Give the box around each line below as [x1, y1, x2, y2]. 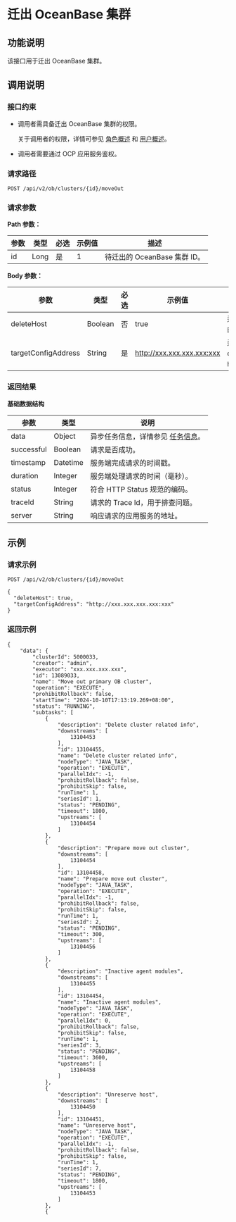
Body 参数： [7, 272, 44, 280]
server [11, 510, 33, 520]
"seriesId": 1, [57, 795, 102, 802]
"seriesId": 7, [57, 1165, 102, 1172]
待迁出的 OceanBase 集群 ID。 [104, 252, 205, 262]
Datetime [53, 457, 84, 467]
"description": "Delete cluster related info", [57, 721, 199, 728]
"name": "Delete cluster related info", [57, 752, 178, 759]
